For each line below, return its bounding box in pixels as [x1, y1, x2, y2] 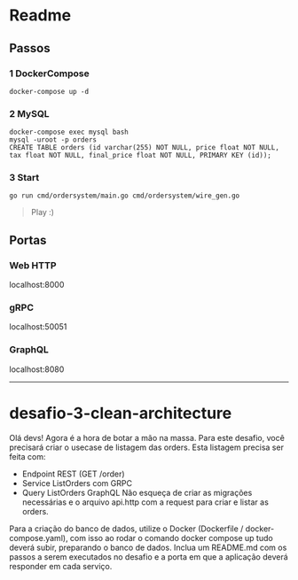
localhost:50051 [9, 321, 67, 332]
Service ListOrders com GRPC [21, 477, 133, 488]
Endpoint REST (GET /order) [21, 468, 126, 479]
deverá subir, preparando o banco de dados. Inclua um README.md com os [9, 542, 287, 553]
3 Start [9, 172, 40, 184]
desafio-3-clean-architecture [9, 403, 232, 423]
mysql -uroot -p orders [9, 135, 98, 144]
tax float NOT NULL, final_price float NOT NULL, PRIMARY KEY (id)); [9, 151, 272, 160]
